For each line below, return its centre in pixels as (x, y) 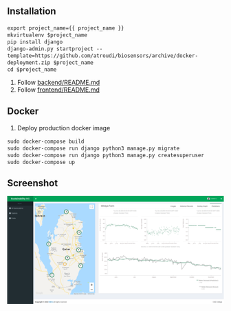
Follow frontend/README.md (58, 90)
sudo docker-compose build (46, 141)
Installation (32, 11)
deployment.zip (29, 62)
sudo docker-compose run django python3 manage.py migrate (93, 148)
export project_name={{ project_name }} (66, 28)
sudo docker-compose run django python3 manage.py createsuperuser (106, 155)
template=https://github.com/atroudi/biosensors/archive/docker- (102, 56)
